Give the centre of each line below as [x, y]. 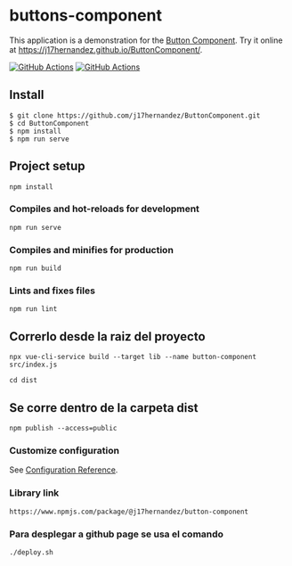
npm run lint [33, 309]
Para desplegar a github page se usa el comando [117, 534]
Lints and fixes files [53, 291]
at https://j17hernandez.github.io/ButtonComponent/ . [106, 49]
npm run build [36, 268]
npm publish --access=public [63, 429]
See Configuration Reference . [64, 470]
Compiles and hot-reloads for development [105, 209]
